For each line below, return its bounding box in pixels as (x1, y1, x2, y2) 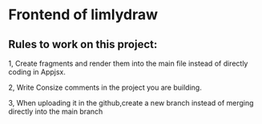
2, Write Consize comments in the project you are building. (8, 82, 202, 92)
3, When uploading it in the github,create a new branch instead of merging (8, 98, 254, 107)
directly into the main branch (8, 106, 103, 116)
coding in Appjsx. (8, 67, 67, 77)
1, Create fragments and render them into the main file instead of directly (8, 58, 248, 68)
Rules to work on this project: (8, 38, 158, 51)
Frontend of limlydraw (8, 6, 159, 24)
